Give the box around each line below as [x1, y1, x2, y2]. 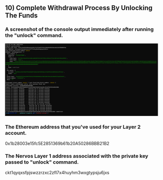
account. [5, 130, 27, 136]
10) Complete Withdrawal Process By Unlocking [5, 4, 153, 12]
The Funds [5, 12, 38, 20]
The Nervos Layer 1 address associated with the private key [5, 153, 148, 160]
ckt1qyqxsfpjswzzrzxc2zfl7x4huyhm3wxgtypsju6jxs [5, 170, 110, 176]
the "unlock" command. [5, 32, 63, 39]
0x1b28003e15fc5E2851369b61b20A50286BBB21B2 [5, 141, 110, 147]
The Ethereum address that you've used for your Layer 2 [5, 123, 141, 130]
